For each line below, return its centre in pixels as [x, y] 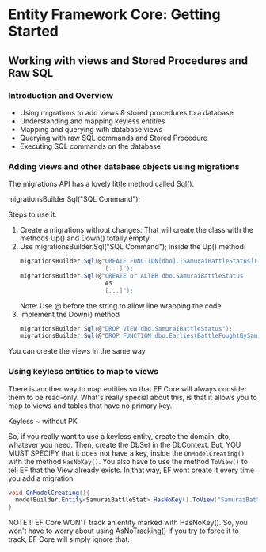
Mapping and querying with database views [91, 129]
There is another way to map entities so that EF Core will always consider [128, 388]
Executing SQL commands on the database [90, 146]
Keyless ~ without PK [43, 421]
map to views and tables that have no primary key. [90, 406]
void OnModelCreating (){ [49, 493]
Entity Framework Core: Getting [114, 15]
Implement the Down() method [70, 314]
